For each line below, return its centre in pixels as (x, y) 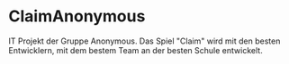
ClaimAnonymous (77, 16)
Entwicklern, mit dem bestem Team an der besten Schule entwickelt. (135, 50)
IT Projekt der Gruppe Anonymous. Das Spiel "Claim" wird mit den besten (144, 41)
